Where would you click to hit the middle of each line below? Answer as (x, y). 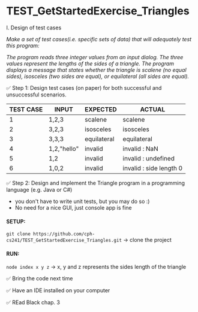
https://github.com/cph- (64, 234)
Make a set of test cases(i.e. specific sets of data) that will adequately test (99, 39)
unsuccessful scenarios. (37, 95)
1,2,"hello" (64, 149)
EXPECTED (101, 109)
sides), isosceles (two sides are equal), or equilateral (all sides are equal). (98, 76)
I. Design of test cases (34, 28)
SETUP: (16, 221)
